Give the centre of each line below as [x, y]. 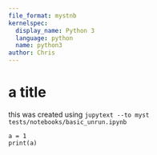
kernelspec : [28, 23]
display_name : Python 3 [55, 30]
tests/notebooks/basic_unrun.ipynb [68, 122]
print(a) [23, 143]
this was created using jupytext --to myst [79, 114]
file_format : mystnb [43, 16]
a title [27, 92]
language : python [44, 38]
